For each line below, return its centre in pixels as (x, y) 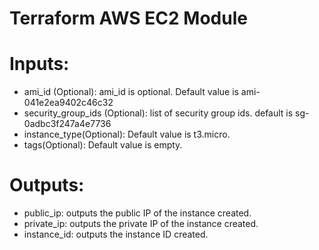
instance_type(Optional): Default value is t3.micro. (127, 134)
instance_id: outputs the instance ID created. (116, 234)
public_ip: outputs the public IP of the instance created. (137, 213)
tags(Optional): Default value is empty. (103, 145)
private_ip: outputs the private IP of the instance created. (141, 224)
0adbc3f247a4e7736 (67, 124)
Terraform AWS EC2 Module (128, 18)
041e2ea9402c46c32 (68, 103)
